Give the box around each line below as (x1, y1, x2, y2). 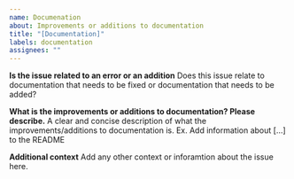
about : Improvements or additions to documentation (9, 21, 204, 30)
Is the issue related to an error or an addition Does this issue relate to (9, 70, 266, 81)
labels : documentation (9, 37, 93, 47)
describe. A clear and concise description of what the (9, 116, 206, 127)
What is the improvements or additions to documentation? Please (9, 106, 255, 117)
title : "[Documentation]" (9, 29, 104, 38)
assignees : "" (9, 46, 62, 55)
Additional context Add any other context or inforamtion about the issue (9, 152, 275, 162)
